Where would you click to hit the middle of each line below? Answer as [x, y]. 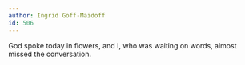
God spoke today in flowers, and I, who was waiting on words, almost [122, 45]
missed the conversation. [50, 54]
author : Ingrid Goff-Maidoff [57, 15]
